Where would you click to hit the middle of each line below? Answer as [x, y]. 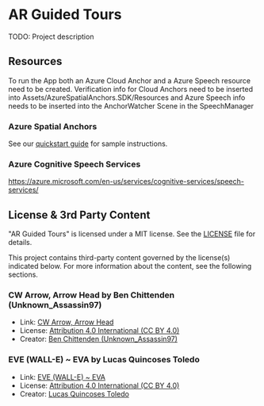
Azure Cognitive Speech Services [75, 164]
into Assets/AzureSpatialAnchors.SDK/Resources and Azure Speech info [127, 98]
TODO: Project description [51, 36]
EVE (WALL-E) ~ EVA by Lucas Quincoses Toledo [104, 360]
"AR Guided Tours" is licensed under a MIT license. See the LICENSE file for [132, 234]
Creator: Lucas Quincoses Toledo [74, 393]
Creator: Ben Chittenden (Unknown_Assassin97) [99, 339]
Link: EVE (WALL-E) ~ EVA [62, 377]
